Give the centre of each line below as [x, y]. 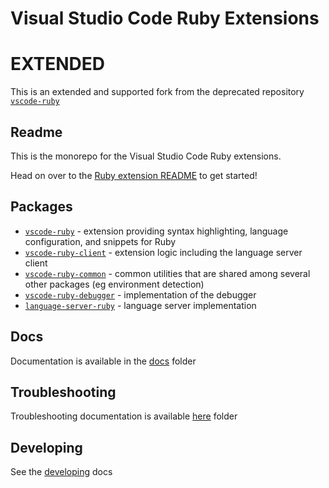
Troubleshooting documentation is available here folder [124, 416]
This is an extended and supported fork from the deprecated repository [157, 92]
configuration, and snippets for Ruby [100, 241]
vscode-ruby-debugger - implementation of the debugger [140, 294]
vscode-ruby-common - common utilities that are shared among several [167, 273]
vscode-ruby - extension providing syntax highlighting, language [156, 231]
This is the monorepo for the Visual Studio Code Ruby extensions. [146, 156]
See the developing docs [61, 472]
